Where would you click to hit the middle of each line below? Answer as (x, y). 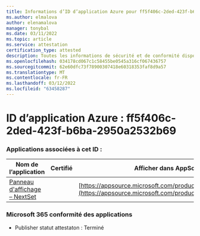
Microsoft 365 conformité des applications (69, 215)
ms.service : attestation (37, 45)
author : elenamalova (32, 23)
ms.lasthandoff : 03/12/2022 (41, 84)
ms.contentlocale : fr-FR (37, 78)
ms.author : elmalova (32, 17)
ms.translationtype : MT (36, 72)
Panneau (22, 182)
